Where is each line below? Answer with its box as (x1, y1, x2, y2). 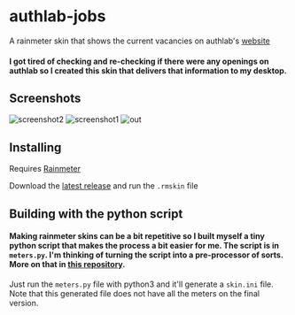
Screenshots (9, 90, 82, 105)
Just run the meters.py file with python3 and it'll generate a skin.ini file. (9, 279, 275, 289)
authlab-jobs (9, 6, 106, 27)
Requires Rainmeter (9, 164, 82, 174)
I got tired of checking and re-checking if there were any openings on (9, 56, 269, 66)
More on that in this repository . (9, 259, 126, 270)
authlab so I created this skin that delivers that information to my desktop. (9, 65, 288, 76)
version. (9, 297, 39, 308)
